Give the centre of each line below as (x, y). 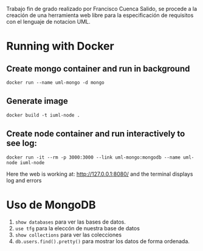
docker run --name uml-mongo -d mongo (55, 83)
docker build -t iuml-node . (43, 115)
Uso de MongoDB (51, 205)
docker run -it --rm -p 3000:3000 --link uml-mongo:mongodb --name (94, 157)
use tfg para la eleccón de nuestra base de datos (77, 228)
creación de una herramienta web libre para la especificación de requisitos (100, 15)
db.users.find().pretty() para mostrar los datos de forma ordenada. (102, 241)
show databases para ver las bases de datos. (70, 222)
